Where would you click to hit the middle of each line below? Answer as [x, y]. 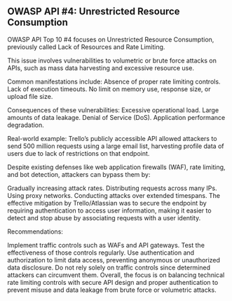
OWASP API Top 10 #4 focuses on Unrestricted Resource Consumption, [111, 39]
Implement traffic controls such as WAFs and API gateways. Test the [106, 245]
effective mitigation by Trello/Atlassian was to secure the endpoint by [107, 203]
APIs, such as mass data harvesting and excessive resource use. [101, 68]
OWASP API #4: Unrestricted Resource [94, 12]
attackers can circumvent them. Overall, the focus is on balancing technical [116, 275]
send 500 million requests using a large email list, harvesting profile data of [116, 146]
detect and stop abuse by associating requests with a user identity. [104, 218]
